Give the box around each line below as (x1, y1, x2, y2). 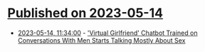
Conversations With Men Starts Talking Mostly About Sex (17, 36, 186, 44)
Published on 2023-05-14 (7, 5, 164, 21)
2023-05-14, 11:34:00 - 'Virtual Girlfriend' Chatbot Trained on (17, 28, 198, 37)
